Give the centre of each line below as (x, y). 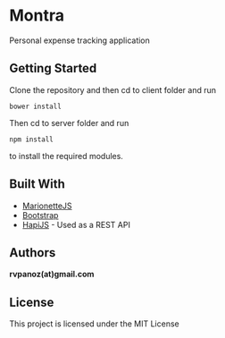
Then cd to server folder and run (69, 123)
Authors (33, 253)
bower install (36, 106)
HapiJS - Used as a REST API (76, 224)
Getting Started (53, 68)
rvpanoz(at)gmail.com (52, 275)
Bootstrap (40, 215)
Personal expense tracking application (79, 40)
